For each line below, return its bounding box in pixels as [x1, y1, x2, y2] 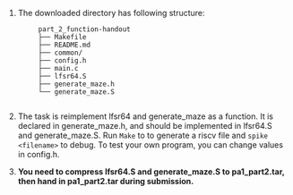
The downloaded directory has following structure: [17, 8, 205, 18]
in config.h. [17, 149, 60, 159]
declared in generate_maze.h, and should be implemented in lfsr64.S [17, 121, 272, 131]
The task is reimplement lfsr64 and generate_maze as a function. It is [17, 111, 273, 122]
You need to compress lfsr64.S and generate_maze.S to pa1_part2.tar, [17, 166, 285, 177]
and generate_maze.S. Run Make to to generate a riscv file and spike [17, 130, 269, 140]
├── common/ [38, 48, 83, 57]
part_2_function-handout [38, 25, 132, 34]
